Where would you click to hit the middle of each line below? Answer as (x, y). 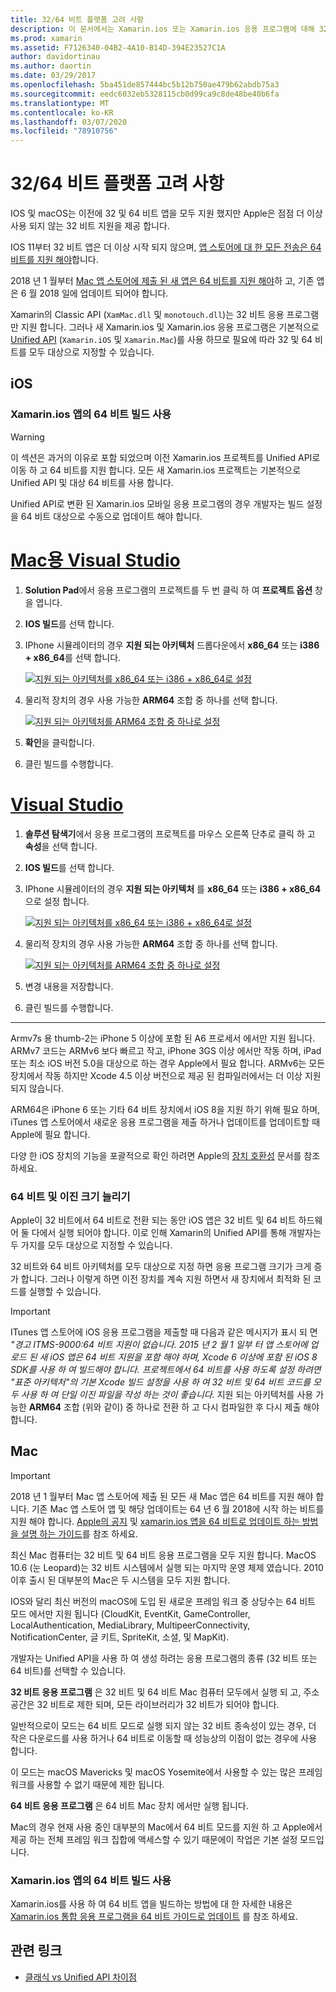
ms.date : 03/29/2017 (53, 76)
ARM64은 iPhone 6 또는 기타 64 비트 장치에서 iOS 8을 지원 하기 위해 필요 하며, (165, 1109)
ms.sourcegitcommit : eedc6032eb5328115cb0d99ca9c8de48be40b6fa (145, 94)
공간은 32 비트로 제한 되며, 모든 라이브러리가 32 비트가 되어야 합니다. (145, 1704)
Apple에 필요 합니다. (50, 1134)
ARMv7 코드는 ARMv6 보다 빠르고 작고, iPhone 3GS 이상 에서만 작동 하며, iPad (166, 1050)
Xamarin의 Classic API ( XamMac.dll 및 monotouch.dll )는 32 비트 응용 (147, 315)
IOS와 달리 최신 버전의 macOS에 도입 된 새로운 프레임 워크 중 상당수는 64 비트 (163, 1601)
